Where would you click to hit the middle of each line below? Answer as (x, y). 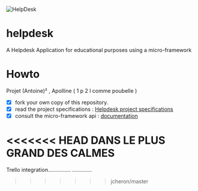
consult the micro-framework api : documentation (76, 116)
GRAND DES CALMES (61, 153)
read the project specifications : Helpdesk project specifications (94, 109)
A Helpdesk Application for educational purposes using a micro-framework (99, 50)
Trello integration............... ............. (49, 170)
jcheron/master (130, 181)
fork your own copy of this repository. (61, 102)
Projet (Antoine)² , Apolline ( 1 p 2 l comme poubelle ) (72, 90)
